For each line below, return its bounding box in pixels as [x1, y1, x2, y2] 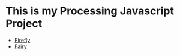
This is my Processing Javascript [5, 4, 175, 18]
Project [5, 17, 43, 30]
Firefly [14, 36, 31, 43]
